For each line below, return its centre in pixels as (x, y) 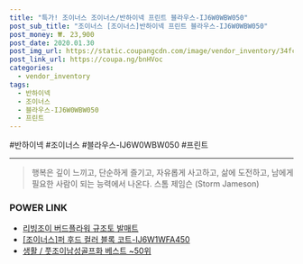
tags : (19, 85)
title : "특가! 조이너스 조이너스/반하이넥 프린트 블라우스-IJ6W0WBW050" (129, 18)
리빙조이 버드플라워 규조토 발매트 (80, 228)
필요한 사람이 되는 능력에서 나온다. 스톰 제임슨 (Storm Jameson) (145, 184)
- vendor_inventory (54, 77)
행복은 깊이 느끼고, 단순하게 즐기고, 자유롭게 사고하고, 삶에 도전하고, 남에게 (162, 173)
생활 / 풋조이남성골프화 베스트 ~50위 (87, 251)
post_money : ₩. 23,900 (52, 34)
